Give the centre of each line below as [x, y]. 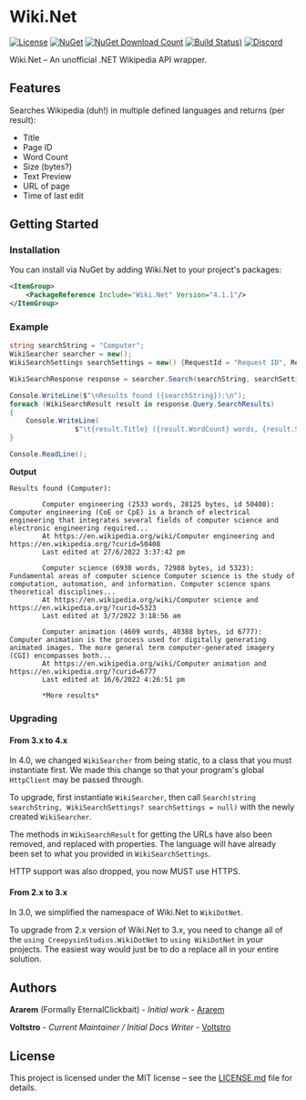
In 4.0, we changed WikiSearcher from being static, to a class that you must [151, 760]
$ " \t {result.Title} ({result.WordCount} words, [166, 430]
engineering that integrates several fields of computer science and [144, 520]
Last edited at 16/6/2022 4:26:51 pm [113, 679]
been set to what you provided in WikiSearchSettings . [110, 854]
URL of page [46, 186]
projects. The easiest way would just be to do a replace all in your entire [144, 950]
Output [23, 472]
